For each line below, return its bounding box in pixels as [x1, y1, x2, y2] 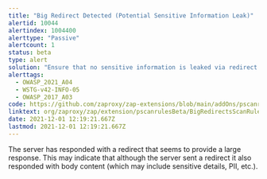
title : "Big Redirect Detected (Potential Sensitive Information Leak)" [8, 11, 254, 20]
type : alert [8, 56, 48, 64]
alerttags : [8, 71, 44, 79]
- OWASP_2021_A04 [15, 78, 73, 86]
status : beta [8, 49, 52, 56]
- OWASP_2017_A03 [15, 93, 73, 101]
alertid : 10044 [8, 19, 59, 27]
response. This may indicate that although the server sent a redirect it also [8, 153, 252, 162]
